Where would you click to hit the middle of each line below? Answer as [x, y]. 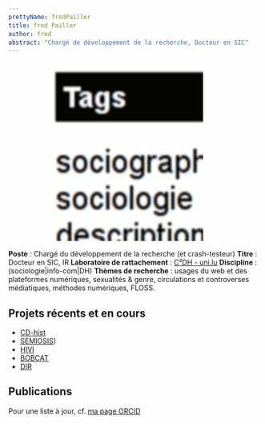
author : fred [30, 34]
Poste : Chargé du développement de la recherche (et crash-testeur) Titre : [133, 254]
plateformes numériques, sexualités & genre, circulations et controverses [129, 280]
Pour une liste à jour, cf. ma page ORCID [74, 411]
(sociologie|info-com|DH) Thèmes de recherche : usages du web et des [128, 271]
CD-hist [33, 333]
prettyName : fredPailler [50, 17]
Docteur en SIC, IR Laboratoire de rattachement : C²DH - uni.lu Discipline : [133, 262]
